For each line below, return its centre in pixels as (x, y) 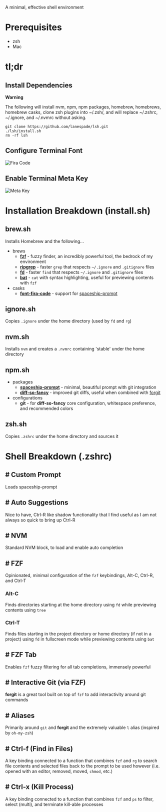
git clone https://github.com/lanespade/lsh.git (57, 126)
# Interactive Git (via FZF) (45, 683)
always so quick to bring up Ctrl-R (40, 520)
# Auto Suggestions (37, 503)
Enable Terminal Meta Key (47, 179)
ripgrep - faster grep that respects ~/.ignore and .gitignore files (87, 266)
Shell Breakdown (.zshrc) (59, 456)
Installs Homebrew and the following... (44, 241)
